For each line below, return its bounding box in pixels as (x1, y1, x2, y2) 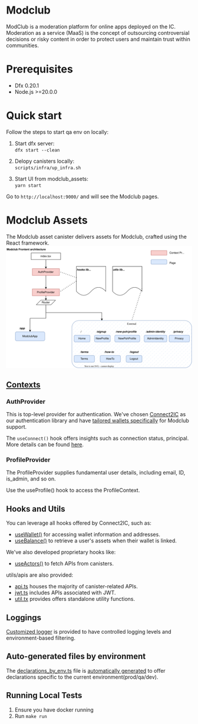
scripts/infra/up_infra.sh (14, 164, 81, 171)
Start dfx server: (14, 140, 55, 147)
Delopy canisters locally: (14, 157, 75, 164)
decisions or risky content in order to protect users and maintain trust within (6, 35, 190, 42)
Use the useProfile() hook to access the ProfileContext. (6, 487, 140, 494)
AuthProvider (6, 397, 46, 406)
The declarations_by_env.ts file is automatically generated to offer (6, 667, 166, 674)
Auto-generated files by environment (6, 651, 146, 662)
